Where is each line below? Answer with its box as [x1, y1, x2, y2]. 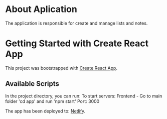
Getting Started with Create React [5, 38, 149, 49]
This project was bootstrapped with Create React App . [5, 65, 118, 71]
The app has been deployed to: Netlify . [5, 108, 86, 114]
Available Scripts [5, 79, 59, 88]
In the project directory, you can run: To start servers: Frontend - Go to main [5, 93, 162, 99]
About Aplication [5, 4, 78, 15]
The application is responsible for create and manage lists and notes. [5, 20, 148, 26]
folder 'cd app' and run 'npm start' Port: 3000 [5, 98, 100, 104]
